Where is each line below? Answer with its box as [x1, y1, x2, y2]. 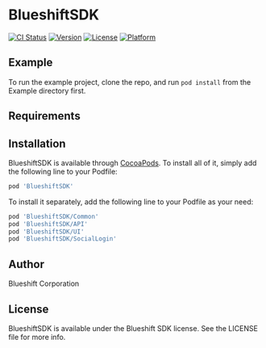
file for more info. [8, 332, 66, 342]
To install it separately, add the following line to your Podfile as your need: [8, 196, 254, 207]
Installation [8, 136, 66, 150]
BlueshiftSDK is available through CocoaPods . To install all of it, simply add [8, 157, 257, 167]
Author [8, 257, 44, 271]
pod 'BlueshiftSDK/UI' [8, 228, 85, 236]
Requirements [8, 109, 81, 123]
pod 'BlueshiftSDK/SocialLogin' [8, 235, 117, 243]
